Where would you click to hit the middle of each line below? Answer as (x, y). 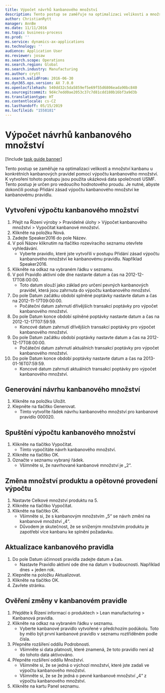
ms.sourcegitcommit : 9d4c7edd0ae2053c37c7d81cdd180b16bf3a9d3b (71, 92)
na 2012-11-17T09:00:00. (37, 301)
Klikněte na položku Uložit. (39, 401)
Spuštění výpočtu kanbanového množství (70, 433)
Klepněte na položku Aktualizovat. (47, 575)
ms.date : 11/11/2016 (26, 28)
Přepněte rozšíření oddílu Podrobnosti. (51, 644)
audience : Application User (34, 51)
